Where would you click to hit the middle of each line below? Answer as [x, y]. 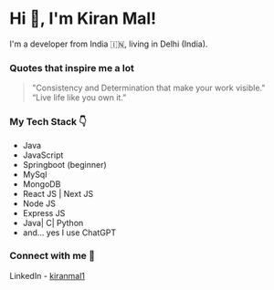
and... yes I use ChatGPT [69, 233]
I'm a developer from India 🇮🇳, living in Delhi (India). [109, 44]
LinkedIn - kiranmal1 [47, 275]
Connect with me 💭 [53, 256]
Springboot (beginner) [64, 164]
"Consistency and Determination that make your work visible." [148, 88]
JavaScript [43, 155]
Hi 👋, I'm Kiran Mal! [83, 19]
